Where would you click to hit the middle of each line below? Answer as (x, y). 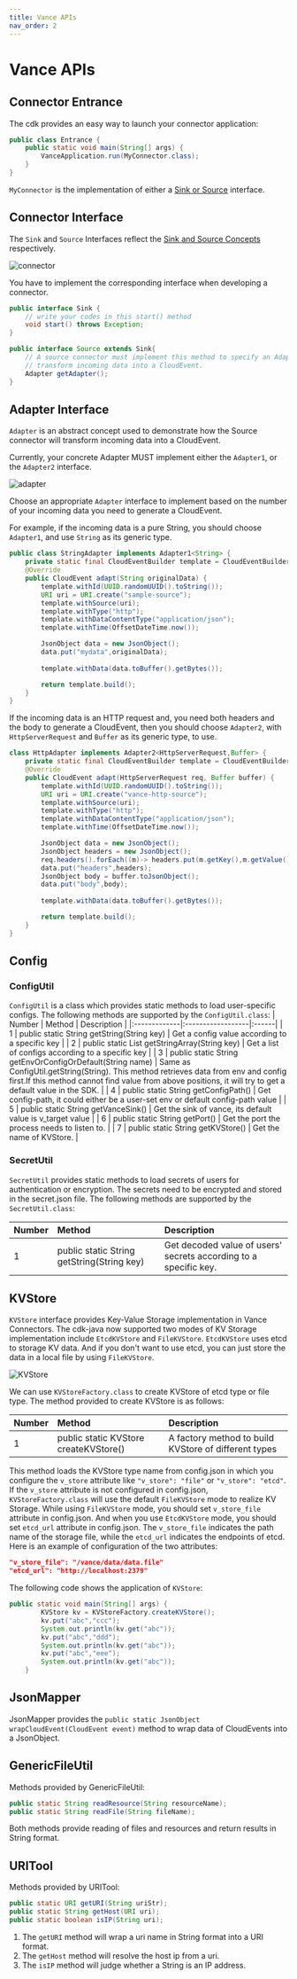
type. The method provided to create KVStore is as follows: (117, 1401)
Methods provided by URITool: (65, 1887)
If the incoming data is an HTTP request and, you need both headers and (142, 718)
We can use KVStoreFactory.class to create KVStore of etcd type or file (139, 1392)
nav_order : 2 (33, 26)
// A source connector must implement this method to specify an (148, 357)
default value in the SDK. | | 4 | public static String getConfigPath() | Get (140, 1091)
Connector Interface (66, 218)
